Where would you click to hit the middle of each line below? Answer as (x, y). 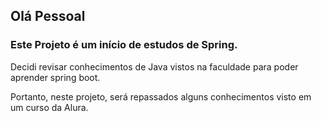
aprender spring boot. (55, 77)
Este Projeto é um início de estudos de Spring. (124, 45)
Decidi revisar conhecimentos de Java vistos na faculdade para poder (154, 66)
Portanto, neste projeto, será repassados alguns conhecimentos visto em (161, 96)
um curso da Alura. (49, 107)
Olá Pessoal (48, 16)
